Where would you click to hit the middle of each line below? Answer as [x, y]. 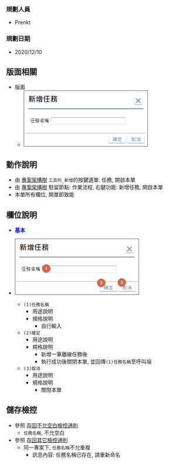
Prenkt [23, 22]
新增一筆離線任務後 [64, 354]
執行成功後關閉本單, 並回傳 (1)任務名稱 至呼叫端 [96, 362]
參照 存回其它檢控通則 [41, 440]
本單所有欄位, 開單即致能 [44, 194]
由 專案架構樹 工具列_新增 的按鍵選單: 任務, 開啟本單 [75, 180]
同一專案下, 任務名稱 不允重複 [57, 447]
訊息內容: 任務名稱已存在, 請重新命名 [76, 455]
